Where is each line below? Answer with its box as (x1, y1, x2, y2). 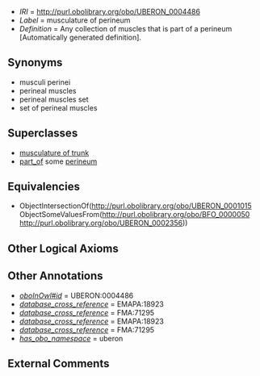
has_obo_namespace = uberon (19, 333, 124, 343)
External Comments (7, 357, 110, 370)
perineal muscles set (19, 94, 90, 104)
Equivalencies (7, 180, 80, 194)
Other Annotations (7, 269, 103, 283)
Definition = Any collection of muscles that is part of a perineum (19, 24, 233, 33)
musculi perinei (19, 77, 71, 87)
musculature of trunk (19, 148, 90, 157)
